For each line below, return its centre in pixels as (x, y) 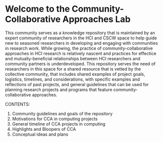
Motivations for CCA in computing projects (55, 119)
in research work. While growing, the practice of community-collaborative (79, 48)
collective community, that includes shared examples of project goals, (75, 74)
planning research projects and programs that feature (59, 89)
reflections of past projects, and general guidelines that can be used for (77, 84)
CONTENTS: (18, 104)
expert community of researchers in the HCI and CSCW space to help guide (81, 38)
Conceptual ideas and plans (40, 134)
